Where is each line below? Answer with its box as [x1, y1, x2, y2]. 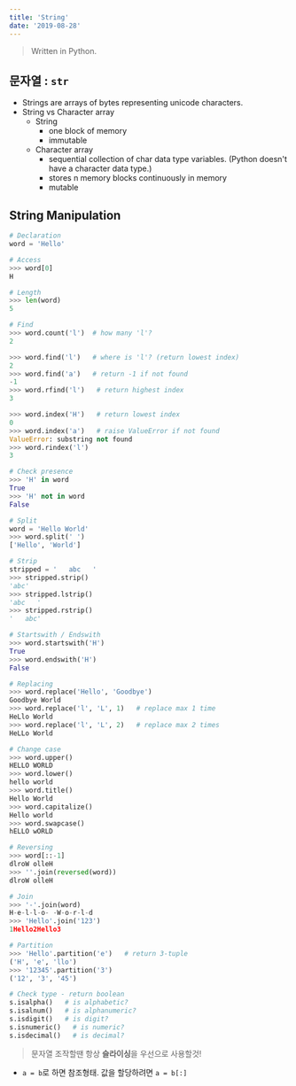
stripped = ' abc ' [9, 565, 97, 574]
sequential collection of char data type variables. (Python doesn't [48, 154, 288, 165]
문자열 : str [9, 73, 69, 89]
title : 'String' [9, 12, 69, 22]
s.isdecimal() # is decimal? [9, 1031, 125, 1040]
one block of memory [48, 126, 128, 136]
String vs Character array [21, 107, 115, 118]
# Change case [9, 745, 62, 754]
